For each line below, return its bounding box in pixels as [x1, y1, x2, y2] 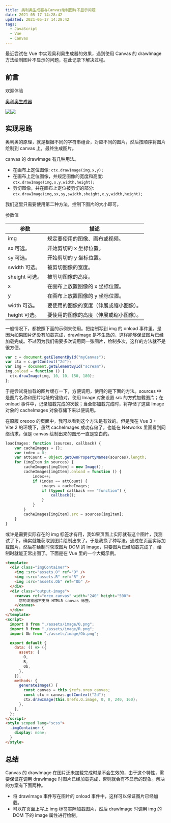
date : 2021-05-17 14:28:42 [5, 12, 63, 17]
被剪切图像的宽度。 [47, 263, 93, 271]
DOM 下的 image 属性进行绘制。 [12, 812, 80, 818]
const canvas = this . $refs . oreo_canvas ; [23, 688, 110, 693]
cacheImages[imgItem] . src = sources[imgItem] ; [23, 512, 124, 517]
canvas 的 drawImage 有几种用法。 [5, 156, 79, 162]
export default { [10, 640, 47, 645]
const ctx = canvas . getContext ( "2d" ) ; [23, 692, 106, 697]
